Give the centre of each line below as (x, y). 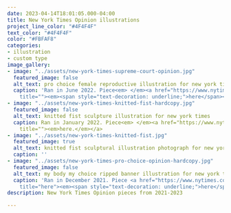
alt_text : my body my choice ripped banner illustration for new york (117, 174)
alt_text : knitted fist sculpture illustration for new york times (112, 116)
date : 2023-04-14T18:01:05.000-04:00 (61, 13)
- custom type (27, 59)
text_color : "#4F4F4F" (40, 33)
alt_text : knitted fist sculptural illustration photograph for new (113, 148)
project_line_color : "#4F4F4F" (52, 26)
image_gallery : (29, 65)
